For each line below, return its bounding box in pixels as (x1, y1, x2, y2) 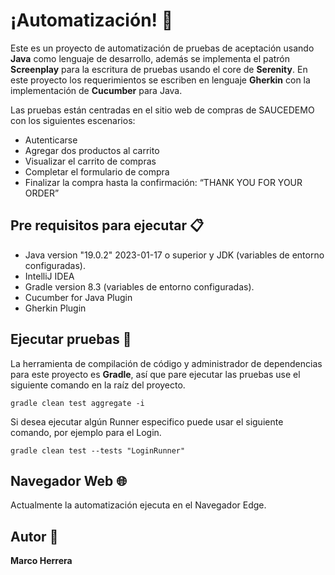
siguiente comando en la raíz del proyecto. (10, 379, 186, 391)
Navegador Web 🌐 (10, 472, 127, 489)
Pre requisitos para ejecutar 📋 (10, 217, 205, 234)
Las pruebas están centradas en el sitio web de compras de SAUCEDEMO (10, 104, 315, 116)
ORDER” (24, 187, 60, 199)
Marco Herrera (10, 555, 73, 567)
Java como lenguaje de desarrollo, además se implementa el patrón (10, 52, 290, 64)
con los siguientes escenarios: (10, 114, 136, 126)
